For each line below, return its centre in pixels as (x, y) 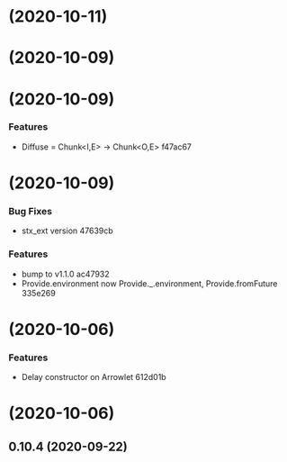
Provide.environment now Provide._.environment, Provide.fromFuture (149, 283)
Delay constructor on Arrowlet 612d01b (94, 377)
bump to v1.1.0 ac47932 (65, 274)
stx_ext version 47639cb (67, 231)
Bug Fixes (31, 211)
